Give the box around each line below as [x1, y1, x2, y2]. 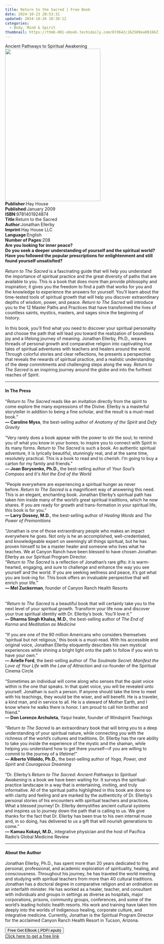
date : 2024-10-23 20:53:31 [5, 12, 60, 17]
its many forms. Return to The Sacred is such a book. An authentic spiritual [5, 445, 156, 451]
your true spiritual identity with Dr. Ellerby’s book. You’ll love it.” [5, 611, 132, 617]
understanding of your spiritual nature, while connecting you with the [5, 730, 144, 736]
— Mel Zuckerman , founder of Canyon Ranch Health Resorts [5, 585, 128, 591]
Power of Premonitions [5, 518, 51, 523]
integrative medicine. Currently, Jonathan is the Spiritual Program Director [5, 912, 154, 918]
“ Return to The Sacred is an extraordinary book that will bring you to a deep [5, 725, 158, 731]
